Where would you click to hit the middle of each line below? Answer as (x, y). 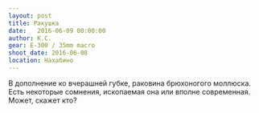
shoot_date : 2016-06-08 (48, 53)
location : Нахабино (41, 61)
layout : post (30, 16)
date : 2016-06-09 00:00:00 (57, 30)
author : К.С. (30, 38)
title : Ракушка (34, 23)
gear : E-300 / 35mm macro (51, 46)
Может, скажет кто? (43, 100)
